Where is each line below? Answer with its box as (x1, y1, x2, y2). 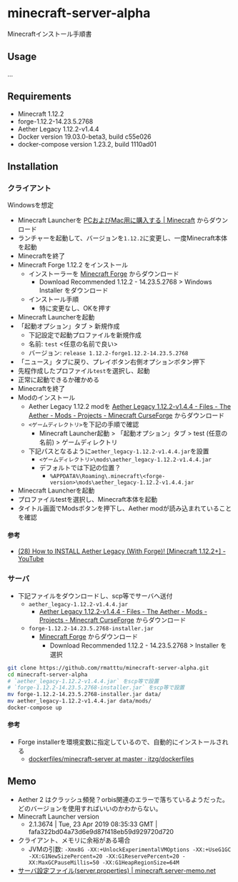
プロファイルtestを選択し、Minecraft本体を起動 (17, 495, 158, 504)
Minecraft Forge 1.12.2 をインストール (17, 261, 129, 269)
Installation (7, 160, 59, 172)
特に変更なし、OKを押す (39, 304, 111, 312)
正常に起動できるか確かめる (17, 375, 100, 384)
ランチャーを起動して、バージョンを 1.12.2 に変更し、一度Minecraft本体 (17, 234, 228, 242)
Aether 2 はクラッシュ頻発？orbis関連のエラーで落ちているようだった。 (17, 795, 229, 803)
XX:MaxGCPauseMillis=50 (28, 859, 100, 866)
